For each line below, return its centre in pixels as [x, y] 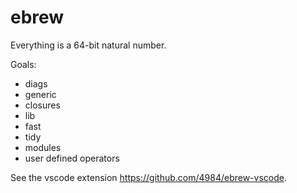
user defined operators [72, 158]
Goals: [23, 64]
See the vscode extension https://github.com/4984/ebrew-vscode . [148, 177]
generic [40, 94]
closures [42, 105]
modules [43, 147]
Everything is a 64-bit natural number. [88, 45]
